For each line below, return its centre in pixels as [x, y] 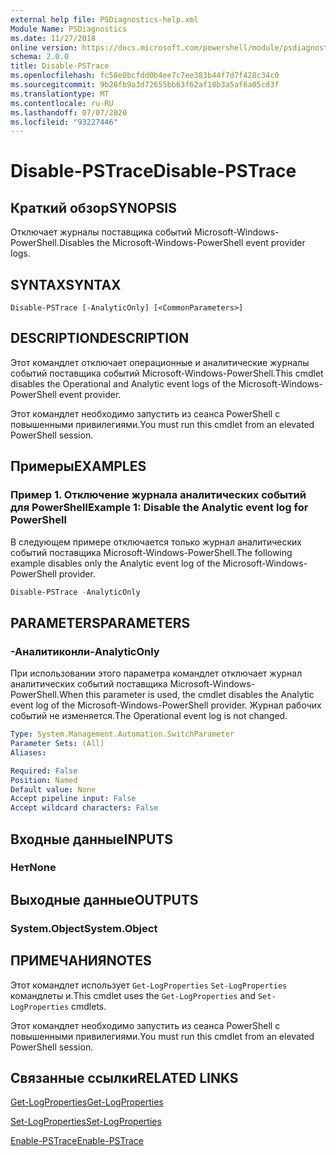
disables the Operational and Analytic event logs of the [123, 383]
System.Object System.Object [84, 928]
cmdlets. [89, 1006]
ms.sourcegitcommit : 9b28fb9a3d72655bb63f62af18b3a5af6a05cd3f [145, 85]
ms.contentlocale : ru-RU [62, 103]
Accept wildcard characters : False [84, 808]
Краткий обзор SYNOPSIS [93, 207]
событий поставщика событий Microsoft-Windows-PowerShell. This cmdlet [167, 373]
